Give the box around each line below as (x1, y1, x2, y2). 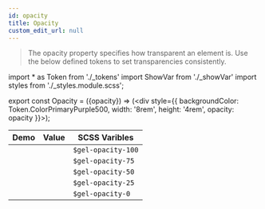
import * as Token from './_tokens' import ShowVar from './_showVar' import (8, 73, 257, 82)
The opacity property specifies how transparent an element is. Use (27, 49, 249, 58)
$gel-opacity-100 (73, 145, 139, 155)
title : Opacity (8, 19, 59, 27)
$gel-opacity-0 (73, 189, 131, 199)
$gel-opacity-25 (73, 179, 135, 187)
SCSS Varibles (77, 132, 134, 144)
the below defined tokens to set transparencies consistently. (27, 57, 227, 66)
